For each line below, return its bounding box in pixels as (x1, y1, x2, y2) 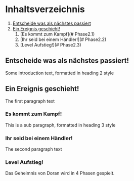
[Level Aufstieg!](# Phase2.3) (20, 41, 82, 48)
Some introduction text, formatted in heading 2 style (5, 70, 114, 76)
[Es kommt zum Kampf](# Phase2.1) (20, 31, 95, 37)
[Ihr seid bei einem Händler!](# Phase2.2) (20, 36, 107, 42)
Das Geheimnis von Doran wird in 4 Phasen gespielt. (5, 170, 115, 176)
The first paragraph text (5, 98, 55, 104)
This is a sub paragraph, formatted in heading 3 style (5, 122, 116, 128)
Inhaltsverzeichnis (5, 4, 85, 15)
